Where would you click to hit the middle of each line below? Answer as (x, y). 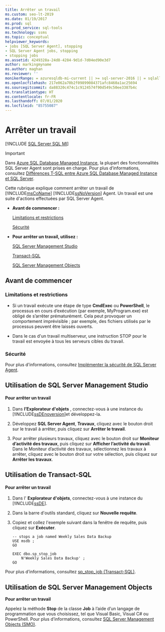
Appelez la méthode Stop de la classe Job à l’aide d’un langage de (72, 608)
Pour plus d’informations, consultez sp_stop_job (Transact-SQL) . (70, 572)
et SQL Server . (20, 178)
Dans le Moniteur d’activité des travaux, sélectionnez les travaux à (79, 449)
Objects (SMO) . (21, 624)
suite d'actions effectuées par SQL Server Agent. (55, 198)
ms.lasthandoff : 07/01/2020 (34, 101)
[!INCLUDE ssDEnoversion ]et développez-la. (57, 414)
